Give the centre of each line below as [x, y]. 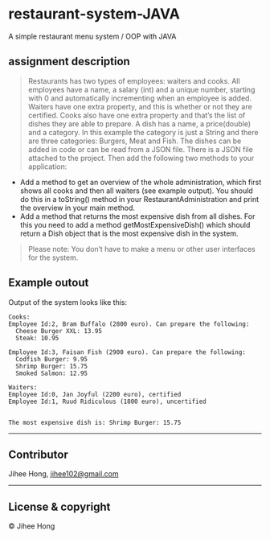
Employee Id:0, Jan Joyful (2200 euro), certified [95, 394]
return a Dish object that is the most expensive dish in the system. [129, 233]
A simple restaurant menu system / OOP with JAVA [92, 36]
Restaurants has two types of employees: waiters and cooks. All [134, 80]
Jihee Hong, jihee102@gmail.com [63, 474]
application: [47, 167]
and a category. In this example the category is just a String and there [143, 132]
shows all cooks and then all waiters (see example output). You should [136, 191]
